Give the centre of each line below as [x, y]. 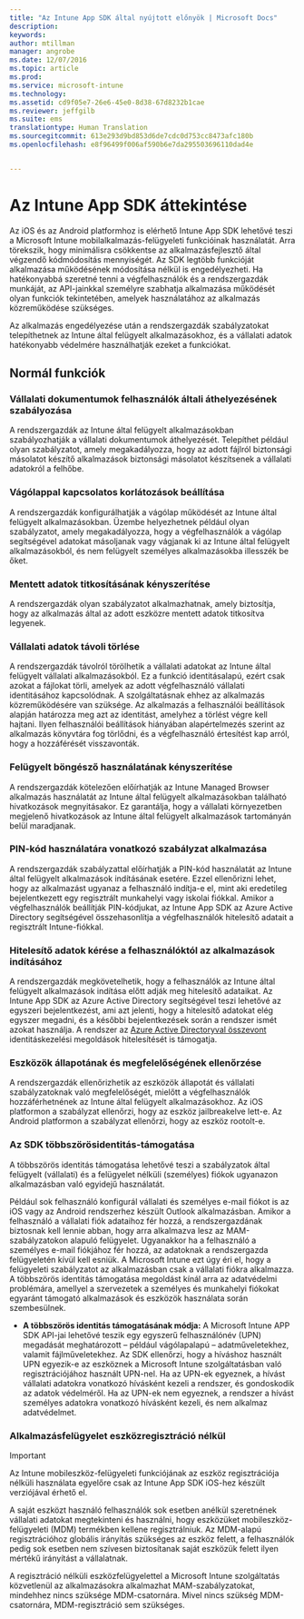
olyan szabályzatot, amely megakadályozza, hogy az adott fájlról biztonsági [151, 450]
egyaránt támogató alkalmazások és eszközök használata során [129, 1298]
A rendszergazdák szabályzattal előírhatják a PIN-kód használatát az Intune [151, 869]
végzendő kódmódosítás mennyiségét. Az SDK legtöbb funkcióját [132, 259]
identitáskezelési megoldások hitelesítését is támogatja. [113, 1039]
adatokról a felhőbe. [47, 469]
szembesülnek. [38, 1307]
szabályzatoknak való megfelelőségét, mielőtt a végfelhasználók [130, 1092]
